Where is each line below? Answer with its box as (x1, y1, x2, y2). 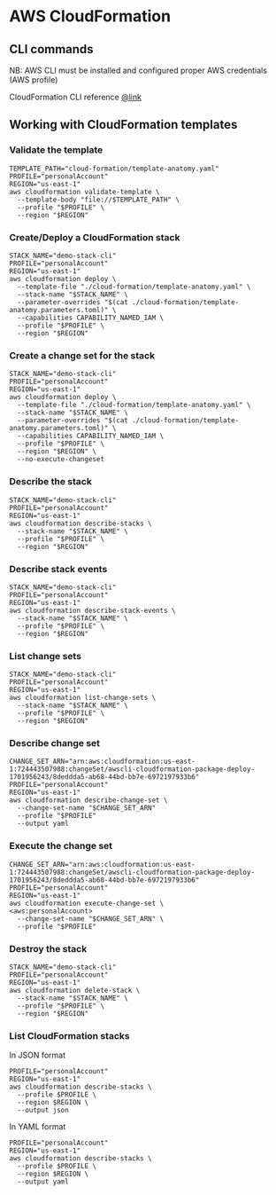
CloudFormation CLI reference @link (9, 91, 142, 102)
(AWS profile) (9, 75, 58, 85)
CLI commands (9, 42, 95, 57)
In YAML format (9, 1121, 66, 1132)
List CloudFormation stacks (9, 1029, 130, 1042)
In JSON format (9, 1050, 66, 1061)
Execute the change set (9, 840, 113, 853)
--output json (17, 1106, 69, 1115)
